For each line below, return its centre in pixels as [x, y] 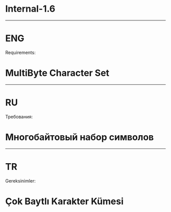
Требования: [19, 116]
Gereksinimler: [21, 180]
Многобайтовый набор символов [80, 137]
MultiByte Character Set [57, 73]
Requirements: [20, 52]
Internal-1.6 [30, 9]
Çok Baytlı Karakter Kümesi [64, 201]
